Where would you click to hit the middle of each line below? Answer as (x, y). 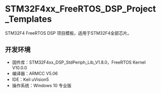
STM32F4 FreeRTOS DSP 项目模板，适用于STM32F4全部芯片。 (68, 33)
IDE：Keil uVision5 (30, 79)
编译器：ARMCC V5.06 (35, 73)
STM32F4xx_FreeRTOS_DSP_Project (80, 9)
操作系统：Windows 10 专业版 (42, 85)
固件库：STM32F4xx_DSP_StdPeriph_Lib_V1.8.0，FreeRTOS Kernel (79, 62)
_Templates (29, 19)
